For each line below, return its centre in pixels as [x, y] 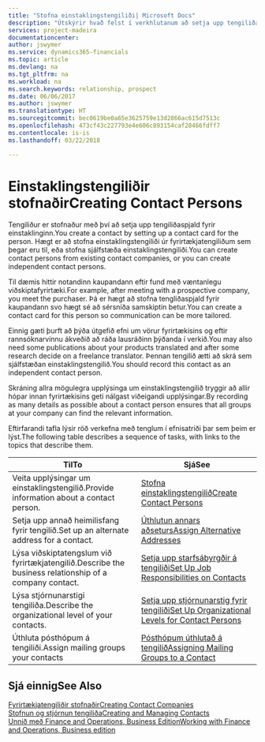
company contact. [46, 583]
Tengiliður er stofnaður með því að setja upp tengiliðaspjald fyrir [112, 225]
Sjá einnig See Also [55, 686]
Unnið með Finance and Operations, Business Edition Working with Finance [129, 721]
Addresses [161, 540]
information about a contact [63, 498]
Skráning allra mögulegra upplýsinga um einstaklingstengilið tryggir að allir [129, 388]
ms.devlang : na [33, 67]
